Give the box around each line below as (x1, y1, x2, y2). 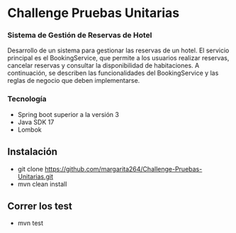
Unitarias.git (17, 172, 54, 181)
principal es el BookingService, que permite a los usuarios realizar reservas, (7, 54, 230, 62)
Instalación (7, 146, 58, 158)
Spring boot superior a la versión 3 (17, 110, 119, 118)
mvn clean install (17, 179, 67, 188)
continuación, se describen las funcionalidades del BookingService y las (7, 69, 219, 77)
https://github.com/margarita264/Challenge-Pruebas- (45, 164, 203, 173)
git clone (17, 164, 44, 173)
